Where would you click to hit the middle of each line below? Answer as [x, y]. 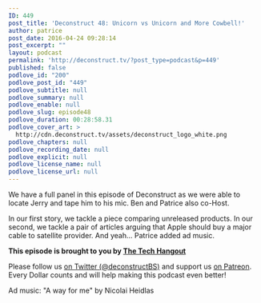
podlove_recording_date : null [59, 150]
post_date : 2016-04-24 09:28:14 [62, 38]
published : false [37, 68]
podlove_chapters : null [48, 142]
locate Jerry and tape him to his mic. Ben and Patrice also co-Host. [119, 203]
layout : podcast [35, 53]
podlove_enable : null [44, 105]
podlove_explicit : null [48, 157]
